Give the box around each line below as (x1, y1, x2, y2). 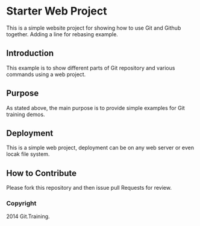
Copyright (6, 199, 37, 208)
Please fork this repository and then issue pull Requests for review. (6, 184, 172, 192)
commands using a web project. (6, 71, 86, 78)
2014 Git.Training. (6, 213, 50, 220)
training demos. (6, 111, 45, 118)
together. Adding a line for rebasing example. (6, 30, 119, 37)
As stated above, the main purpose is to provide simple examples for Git (6, 104, 185, 111)
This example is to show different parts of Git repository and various (6, 64, 175, 71)
